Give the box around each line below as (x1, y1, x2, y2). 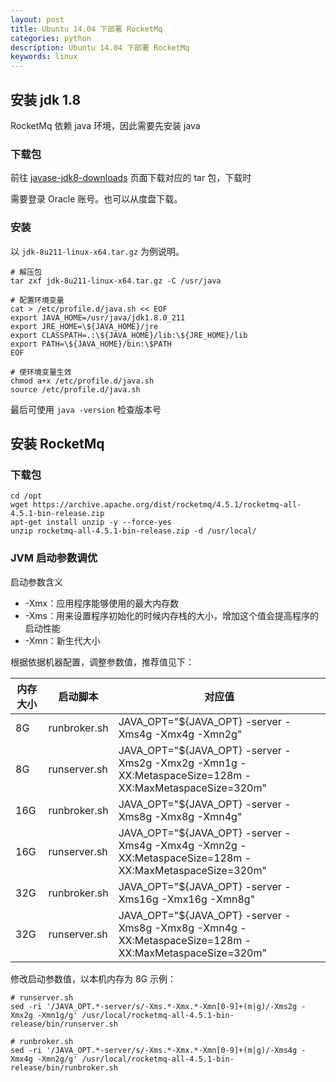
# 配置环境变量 (10, 295, 65, 305)
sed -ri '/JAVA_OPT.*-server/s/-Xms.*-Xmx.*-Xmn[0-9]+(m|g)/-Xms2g (10, 1001, 298, 1011)
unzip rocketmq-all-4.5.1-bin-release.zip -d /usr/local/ (10, 526, 257, 536)
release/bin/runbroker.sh (10, 1062, 118, 1073)
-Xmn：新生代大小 (24, 634, 101, 646)
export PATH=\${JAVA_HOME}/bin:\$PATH (10, 339, 172, 349)
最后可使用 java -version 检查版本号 (10, 403, 162, 415)
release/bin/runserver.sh (10, 1019, 118, 1029)
